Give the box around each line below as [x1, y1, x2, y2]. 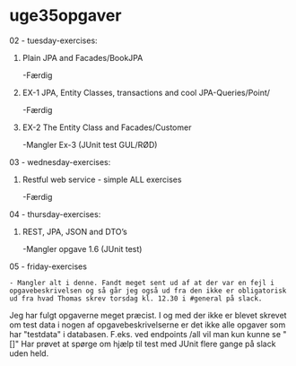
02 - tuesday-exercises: [9, 35, 98, 46]
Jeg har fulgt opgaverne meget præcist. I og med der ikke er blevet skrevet [9, 309, 287, 320]
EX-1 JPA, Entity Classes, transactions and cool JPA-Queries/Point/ [22, 87, 271, 98]
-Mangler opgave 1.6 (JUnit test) [22, 243, 143, 254]
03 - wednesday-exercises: [9, 156, 111, 167]
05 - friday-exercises [9, 261, 88, 272]
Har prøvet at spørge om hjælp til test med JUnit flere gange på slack [21, 338, 276, 349]
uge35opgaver [9, 5, 122, 26]
